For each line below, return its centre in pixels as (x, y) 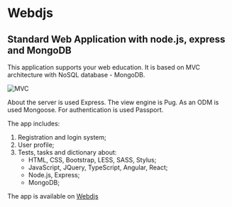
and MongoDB (40, 50)
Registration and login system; (62, 137)
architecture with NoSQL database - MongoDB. (76, 75)
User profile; (36, 145)
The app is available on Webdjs (53, 196)
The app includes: (34, 123)
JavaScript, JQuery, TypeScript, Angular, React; (98, 167)
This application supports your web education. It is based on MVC (104, 67)
